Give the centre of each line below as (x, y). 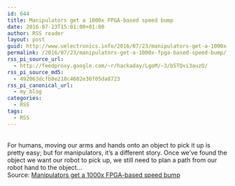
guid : (15, 46)
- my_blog (28, 92)
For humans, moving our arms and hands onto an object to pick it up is (109, 145)
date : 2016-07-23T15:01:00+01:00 (56, 27)
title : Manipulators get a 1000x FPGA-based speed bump (90, 20)
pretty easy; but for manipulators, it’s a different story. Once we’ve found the (117, 152)
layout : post (26, 40)
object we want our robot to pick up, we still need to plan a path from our (112, 160)
